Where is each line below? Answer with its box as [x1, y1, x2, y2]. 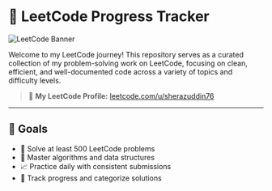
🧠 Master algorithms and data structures [19, 152, 155, 162]
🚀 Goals [8, 122, 49, 136]
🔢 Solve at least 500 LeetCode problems [19, 143, 155, 153]
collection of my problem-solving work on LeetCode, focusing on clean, [8, 58, 249, 68]
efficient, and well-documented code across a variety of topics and [8, 66, 233, 76]
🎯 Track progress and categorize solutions [19, 173, 162, 183]
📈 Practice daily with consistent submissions [19, 161, 172, 171]
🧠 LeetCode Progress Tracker [8, 7, 210, 26]
